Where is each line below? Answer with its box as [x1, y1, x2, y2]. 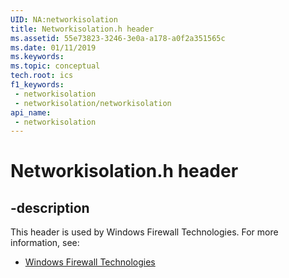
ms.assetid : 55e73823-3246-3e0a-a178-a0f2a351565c [10, 33, 226, 43]
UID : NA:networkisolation [10, 14, 118, 25]
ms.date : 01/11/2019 [10, 42, 97, 53]
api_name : [10, 107, 52, 118]
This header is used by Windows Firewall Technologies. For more [10, 226, 279, 238]
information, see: [10, 237, 80, 249]
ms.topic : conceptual [10, 61, 101, 71]
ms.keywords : [10, 52, 65, 62]
